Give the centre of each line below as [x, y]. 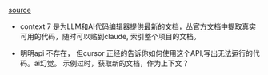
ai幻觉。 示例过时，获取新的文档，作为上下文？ [112, 63]
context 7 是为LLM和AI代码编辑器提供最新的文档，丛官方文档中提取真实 [138, 26]
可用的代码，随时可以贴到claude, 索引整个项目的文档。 [110, 36]
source [20, 10]
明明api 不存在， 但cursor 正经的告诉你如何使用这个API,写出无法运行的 [136, 53]
